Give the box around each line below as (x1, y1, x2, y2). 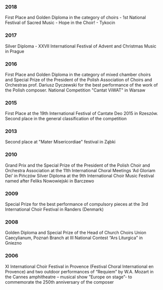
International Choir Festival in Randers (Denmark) (5, 206, 104, 212)
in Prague (5, 48, 24, 54)
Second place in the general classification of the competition (5, 116, 127, 122)
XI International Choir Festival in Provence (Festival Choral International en (5, 263, 154, 269)
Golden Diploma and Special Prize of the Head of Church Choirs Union (5, 230, 147, 236)
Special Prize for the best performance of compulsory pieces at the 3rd (5, 201, 148, 207)
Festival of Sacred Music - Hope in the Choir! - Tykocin (5, 20, 115, 25)
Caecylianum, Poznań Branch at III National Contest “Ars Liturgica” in (5, 235, 143, 241)
